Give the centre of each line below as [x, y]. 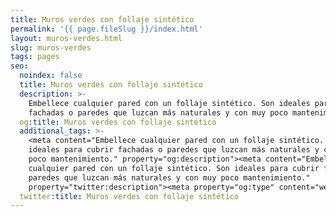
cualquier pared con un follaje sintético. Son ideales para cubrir [174, 168]
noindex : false [51, 76]
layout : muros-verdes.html [66, 38]
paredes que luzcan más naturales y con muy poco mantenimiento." [169, 177]
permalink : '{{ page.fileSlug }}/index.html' [106, 29]
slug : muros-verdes [51, 47]
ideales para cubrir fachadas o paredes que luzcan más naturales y [174, 150]
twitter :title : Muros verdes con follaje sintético [129, 196]
